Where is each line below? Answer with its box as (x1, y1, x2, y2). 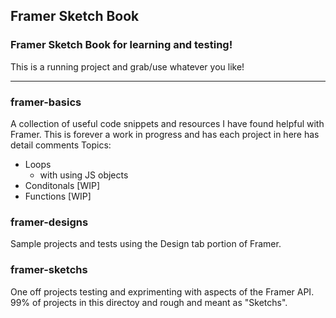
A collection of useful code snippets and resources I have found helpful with (10, 117, 325, 129)
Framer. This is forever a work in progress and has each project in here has (10, 128, 320, 140)
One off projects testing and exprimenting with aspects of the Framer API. (10, 285, 315, 298)
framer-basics (10, 95, 82, 109)
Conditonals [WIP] (24, 179, 101, 191)
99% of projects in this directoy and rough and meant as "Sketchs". (10, 296, 288, 308)
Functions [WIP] (24, 190, 92, 202)
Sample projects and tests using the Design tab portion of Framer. (10, 238, 282, 250)
